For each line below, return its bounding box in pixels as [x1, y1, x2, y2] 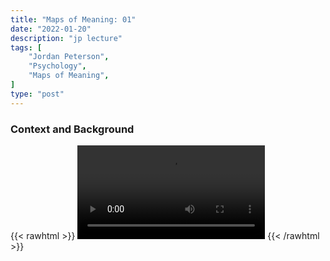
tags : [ [10, 42, 43, 53]
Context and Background [10, 122, 135, 136]
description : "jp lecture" [10, 33, 123, 43]
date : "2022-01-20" [10, 24, 92, 34]
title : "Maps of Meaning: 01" [10, 14, 137, 25]
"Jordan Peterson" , [28, 52, 110, 62]
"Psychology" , [28, 61, 87, 71]
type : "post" [10, 89, 65, 99]
